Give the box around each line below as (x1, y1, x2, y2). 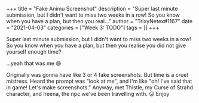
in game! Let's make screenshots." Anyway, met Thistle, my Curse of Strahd (6, 84, 193, 91)
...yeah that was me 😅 (6, 60, 62, 67)
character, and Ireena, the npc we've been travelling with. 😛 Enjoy (6, 90, 170, 97)
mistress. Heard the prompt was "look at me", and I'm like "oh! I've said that (6, 77, 192, 85)
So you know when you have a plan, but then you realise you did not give (6, 42, 186, 49)
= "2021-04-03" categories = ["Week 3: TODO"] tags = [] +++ (6, 24, 160, 31)
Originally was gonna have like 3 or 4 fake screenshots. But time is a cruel (6, 71, 188, 78)
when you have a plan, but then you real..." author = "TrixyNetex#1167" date (6, 18, 193, 24)
